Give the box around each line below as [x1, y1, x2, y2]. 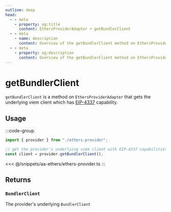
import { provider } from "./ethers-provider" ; [5, 137, 108, 143]
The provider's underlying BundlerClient [5, 201, 91, 207]
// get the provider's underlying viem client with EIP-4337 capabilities [5, 147, 167, 152]
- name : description [14, 36, 58, 41]
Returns [5, 176, 32, 184]
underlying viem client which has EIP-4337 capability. [5, 99, 118, 105]
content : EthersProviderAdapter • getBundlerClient [18, 27, 131, 32]
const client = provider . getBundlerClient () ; [5, 151, 103, 156]
